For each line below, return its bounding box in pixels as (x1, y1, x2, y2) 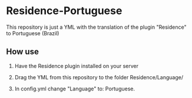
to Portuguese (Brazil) (6, 29, 59, 36)
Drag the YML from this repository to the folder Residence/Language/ (14, 73, 184, 80)
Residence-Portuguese (6, 4, 123, 18)
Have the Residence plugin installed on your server (14, 62, 138, 69)
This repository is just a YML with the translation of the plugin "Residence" (6, 23, 187, 31)
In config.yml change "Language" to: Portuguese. (14, 85, 135, 92)
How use (6, 47, 39, 57)
